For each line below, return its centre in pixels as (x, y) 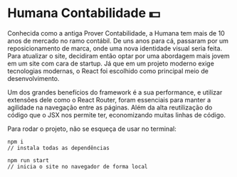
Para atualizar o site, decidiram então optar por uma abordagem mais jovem (118, 55)
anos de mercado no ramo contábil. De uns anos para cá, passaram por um (118, 41)
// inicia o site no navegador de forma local (78, 166)
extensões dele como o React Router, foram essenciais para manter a (109, 100)
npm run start (28, 160)
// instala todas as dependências (59, 148)
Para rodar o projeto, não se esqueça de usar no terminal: (92, 129)
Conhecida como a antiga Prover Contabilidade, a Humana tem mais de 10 (116, 33)
